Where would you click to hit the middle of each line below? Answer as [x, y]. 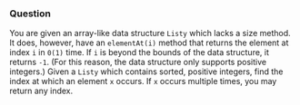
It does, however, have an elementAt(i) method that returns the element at [149, 43]
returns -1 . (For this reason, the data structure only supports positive [138, 62]
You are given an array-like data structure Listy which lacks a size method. [150, 33]
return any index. [41, 91]
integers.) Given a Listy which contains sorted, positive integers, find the [146, 72]
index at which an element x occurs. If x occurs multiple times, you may [143, 81]
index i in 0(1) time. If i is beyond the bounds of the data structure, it [140, 52]
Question [30, 14]
